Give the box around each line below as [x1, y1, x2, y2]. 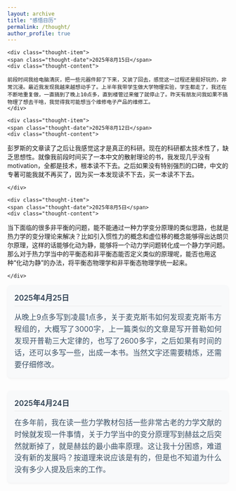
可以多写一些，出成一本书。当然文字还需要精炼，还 [36, 348, 215, 358]
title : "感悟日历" [7, 17, 58, 24]
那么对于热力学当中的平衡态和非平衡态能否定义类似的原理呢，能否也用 [7, 250, 211, 258]
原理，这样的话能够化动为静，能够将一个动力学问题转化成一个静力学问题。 [13, 241, 229, 249]
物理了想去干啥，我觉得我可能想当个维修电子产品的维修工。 [7, 99, 154, 106]
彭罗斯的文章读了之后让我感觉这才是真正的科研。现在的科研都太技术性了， [7, 144, 223, 152]
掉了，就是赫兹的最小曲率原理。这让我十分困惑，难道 [36, 441, 222, 451]
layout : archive [7, 10, 55, 18]
